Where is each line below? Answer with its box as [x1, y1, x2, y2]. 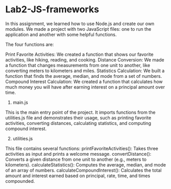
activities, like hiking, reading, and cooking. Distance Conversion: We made [5, 56, 164, 62]
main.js [12, 99, 28, 106]
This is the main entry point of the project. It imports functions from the [5, 109, 156, 115]
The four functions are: [5, 41, 54, 47]
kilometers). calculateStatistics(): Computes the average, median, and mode [5, 161, 166, 167]
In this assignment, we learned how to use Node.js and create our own [5, 20, 155, 27]
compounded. [5, 178, 35, 184]
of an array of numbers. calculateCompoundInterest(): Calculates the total [5, 167, 162, 173]
